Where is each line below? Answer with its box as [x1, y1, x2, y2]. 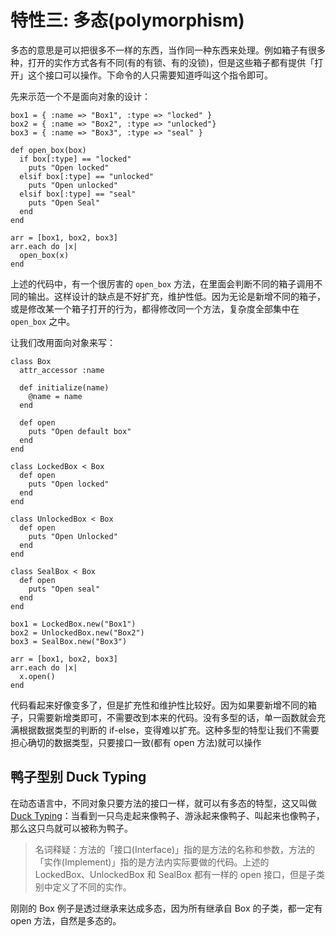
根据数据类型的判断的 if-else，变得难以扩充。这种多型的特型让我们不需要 [18, 724, 320, 736]
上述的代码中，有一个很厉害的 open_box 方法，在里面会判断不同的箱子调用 [10, 277, 315, 290]
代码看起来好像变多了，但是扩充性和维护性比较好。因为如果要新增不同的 [10, 699, 308, 711]
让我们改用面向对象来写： [10, 336, 116, 348]
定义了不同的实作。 [52, 881, 132, 893]
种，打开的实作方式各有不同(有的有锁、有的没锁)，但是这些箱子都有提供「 [10, 56, 315, 68]
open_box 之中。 [10, 315, 76, 327]
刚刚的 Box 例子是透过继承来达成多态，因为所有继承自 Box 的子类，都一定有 [10, 902, 323, 914]
